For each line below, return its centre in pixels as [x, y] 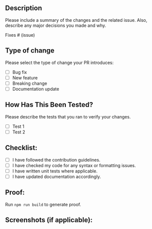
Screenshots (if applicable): [49, 220]
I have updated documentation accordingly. [57, 176]
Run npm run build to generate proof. [43, 204]
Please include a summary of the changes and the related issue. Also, [76, 20]
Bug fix [20, 72]
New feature [25, 78]
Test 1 [18, 126]
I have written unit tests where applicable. [55, 171]
